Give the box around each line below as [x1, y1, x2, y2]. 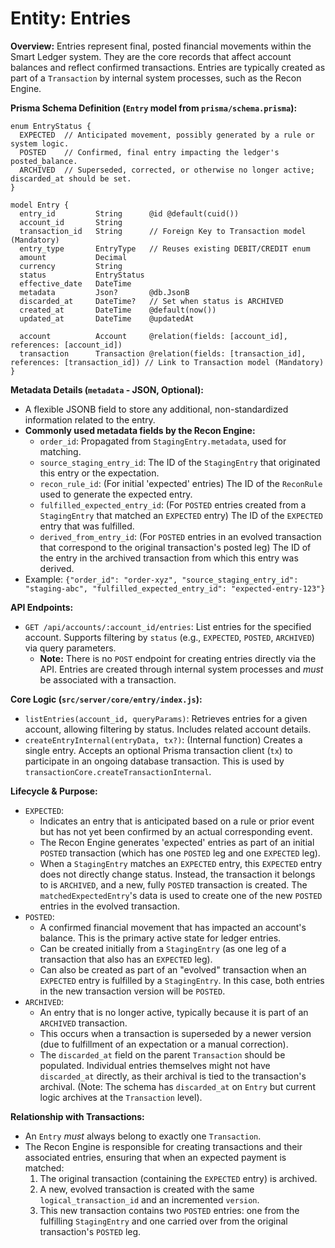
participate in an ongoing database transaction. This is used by [24, 755, 285, 767]
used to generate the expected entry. [39, 488, 193, 500]
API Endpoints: [10, 601, 74, 613]
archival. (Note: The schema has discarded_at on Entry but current [39, 1080, 316, 1092]
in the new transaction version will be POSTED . [39, 985, 226, 997]
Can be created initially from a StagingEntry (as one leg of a [39, 942, 287, 954]
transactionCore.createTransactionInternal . [24, 765, 212, 777]
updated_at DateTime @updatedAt [19, 313, 195, 324]
